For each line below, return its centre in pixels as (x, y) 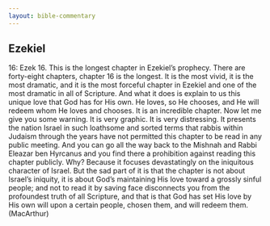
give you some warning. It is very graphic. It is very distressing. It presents (132, 119)
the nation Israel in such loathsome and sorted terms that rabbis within (126, 128)
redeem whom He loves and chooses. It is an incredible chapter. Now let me (135, 111)
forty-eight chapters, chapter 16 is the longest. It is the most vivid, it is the (131, 77)
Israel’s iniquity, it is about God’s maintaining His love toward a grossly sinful (135, 179)
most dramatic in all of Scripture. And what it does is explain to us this (124, 94)
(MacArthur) (29, 214)
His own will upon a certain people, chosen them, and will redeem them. (129, 205)
